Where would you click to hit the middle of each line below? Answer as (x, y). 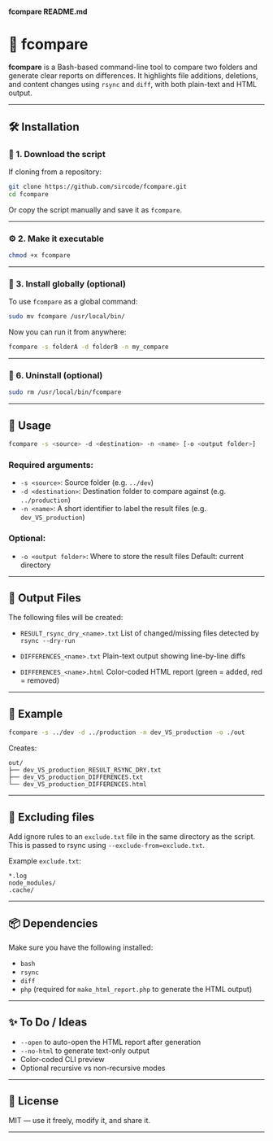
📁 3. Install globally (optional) (67, 284)
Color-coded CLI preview (62, 1059)
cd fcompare (28, 195)
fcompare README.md (48, 11)
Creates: (23, 748)
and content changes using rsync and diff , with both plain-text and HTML (133, 84)
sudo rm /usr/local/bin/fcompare (65, 392)
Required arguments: (51, 465)
